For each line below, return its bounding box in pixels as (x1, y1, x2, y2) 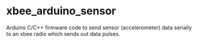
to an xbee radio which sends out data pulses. (6, 30, 121, 37)
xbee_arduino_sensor (6, 4, 116, 18)
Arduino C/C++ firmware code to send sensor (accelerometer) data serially (6, 24, 192, 31)
